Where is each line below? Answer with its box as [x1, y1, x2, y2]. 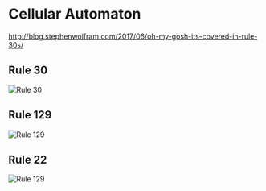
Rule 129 [8, 108, 52, 122]
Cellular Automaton [8, 5, 141, 23]
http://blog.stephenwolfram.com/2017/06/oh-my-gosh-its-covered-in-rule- [8, 31, 258, 41]
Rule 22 [8, 152, 47, 166]
